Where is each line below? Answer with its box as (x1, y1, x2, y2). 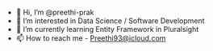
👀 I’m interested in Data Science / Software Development (15, 16, 205, 25)
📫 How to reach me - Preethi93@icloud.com (15, 33, 166, 43)
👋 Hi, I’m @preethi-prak (15, 8, 94, 17)
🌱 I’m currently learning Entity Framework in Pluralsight (15, 25, 199, 33)
